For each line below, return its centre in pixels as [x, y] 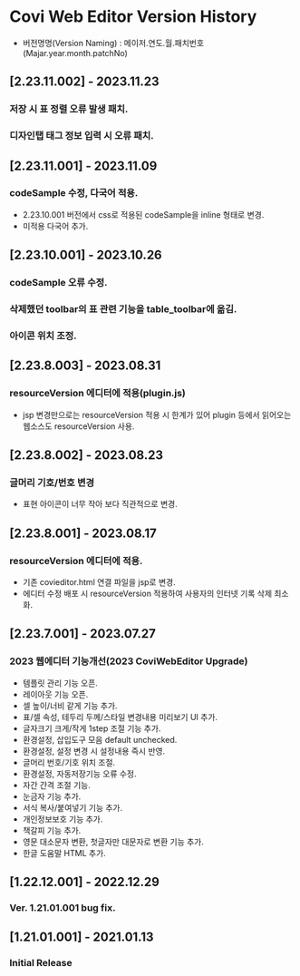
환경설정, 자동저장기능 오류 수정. [79, 774]
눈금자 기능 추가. [52, 796]
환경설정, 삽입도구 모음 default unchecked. [100, 739]
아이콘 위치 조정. [43, 336]
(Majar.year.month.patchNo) [75, 53]
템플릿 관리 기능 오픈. [60, 683]
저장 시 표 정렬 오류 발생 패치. [69, 109]
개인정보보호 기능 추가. [63, 819]
